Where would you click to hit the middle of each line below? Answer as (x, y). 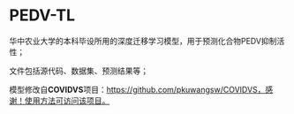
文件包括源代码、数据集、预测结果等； (79, 71)
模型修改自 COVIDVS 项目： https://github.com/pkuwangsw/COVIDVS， (137, 89)
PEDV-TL (42, 15)
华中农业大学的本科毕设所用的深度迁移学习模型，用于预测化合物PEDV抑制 (143, 41)
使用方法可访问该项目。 (67, 100)
